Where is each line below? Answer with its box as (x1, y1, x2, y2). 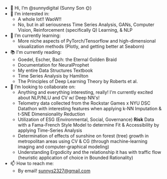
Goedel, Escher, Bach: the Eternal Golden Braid (17, 56, 117, 63)
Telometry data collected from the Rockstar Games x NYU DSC (17, 100, 151, 106)
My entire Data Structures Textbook (17, 67, 93, 73)
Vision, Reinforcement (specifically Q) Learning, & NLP (17, 27, 133, 33)
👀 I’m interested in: (10, 11, 50, 16)
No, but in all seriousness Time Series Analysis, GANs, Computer (17, 22, 155, 28)
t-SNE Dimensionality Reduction (17, 111, 85, 117)
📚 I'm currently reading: (10, 49, 62, 55)
